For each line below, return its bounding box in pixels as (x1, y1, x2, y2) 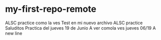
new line (5, 30, 22, 36)
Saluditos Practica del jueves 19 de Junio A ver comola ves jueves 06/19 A (5, 25, 156, 31)
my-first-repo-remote (5, 3, 96, 15)
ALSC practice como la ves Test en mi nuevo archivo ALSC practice (5, 20, 143, 26)
